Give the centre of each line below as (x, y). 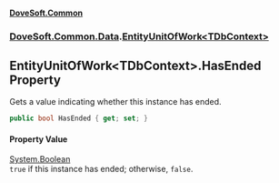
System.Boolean (40, 159)
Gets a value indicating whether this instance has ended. (115, 102)
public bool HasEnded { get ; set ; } (79, 118)
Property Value (39, 139)
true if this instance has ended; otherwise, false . (101, 169)
